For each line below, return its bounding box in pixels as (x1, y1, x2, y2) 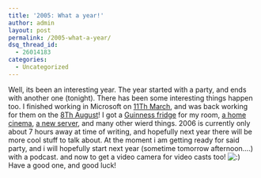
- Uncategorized (15, 63, 69, 71)
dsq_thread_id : (8, 41, 59, 49)
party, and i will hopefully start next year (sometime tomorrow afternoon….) (8, 143, 254, 153)
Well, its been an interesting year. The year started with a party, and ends (8, 85, 247, 94)
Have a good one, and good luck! (8, 160, 117, 170)
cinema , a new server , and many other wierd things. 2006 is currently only (8, 118, 251, 127)
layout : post (8, 26, 51, 34)
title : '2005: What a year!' (8, 11, 104, 20)
